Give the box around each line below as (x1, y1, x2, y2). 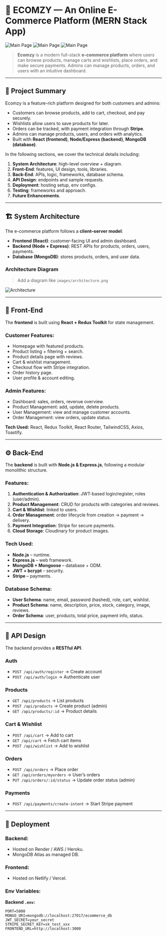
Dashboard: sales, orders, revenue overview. (12, 399, 104, 405)
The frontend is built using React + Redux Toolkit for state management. (5, 319, 155, 325)
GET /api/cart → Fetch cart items (12, 737, 82, 743)
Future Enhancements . (12, 192, 61, 198)
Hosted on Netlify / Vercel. (12, 875, 67, 881)
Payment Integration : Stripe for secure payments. (12, 523, 115, 529)
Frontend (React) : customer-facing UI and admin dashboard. (12, 238, 138, 244)
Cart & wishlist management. (12, 359, 72, 365)
